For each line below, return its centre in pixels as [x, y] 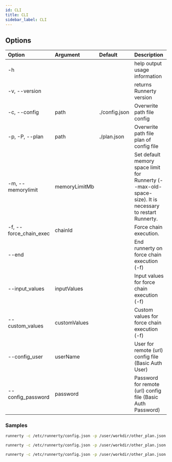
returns [143, 85]
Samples [16, 426]
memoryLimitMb [74, 187]
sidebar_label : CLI [26, 20]
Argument [67, 55]
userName [67, 357]
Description [149, 55]
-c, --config [24, 112]
